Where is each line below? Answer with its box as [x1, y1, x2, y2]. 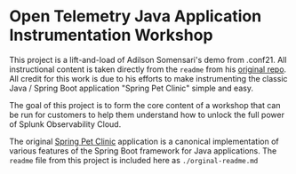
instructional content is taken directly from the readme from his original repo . [9, 64, 287, 75]
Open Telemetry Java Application [9, 6, 262, 27]
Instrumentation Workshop [9, 25, 213, 45]
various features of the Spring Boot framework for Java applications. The [9, 145, 277, 156]
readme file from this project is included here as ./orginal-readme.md [9, 154, 259, 165]
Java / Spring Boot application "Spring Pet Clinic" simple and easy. [9, 83, 253, 93]
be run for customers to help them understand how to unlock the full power [9, 109, 284, 120]
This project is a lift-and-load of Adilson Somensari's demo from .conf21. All [9, 54, 287, 65]
